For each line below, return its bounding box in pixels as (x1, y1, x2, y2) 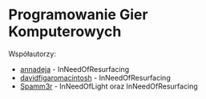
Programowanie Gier (8, 6, 148, 24)
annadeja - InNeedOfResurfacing (19, 64, 130, 73)
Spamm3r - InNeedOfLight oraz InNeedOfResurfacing (19, 81, 198, 91)
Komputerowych (8, 22, 122, 41)
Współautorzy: (8, 49, 56, 58)
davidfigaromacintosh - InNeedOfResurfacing (19, 73, 171, 82)
